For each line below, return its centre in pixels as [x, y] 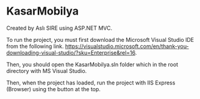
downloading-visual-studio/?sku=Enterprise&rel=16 [71, 52]
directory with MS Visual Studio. [47, 70]
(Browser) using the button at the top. [53, 89]
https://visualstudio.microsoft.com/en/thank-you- [127, 46]
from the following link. [35, 46]
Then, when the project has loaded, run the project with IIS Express [91, 83]
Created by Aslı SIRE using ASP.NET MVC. [59, 28]
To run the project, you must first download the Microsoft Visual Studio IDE [100, 39]
